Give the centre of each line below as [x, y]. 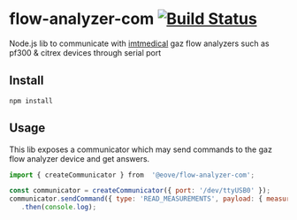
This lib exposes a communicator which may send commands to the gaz [141, 149]
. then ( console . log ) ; [59, 208]
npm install [31, 101]
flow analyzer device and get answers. [80, 158]
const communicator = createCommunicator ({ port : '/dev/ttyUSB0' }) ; [140, 191]
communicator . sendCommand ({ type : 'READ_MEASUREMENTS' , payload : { [136, 199]
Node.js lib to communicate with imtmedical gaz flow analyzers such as [139, 43]
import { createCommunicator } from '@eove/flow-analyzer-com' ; [132, 175]
